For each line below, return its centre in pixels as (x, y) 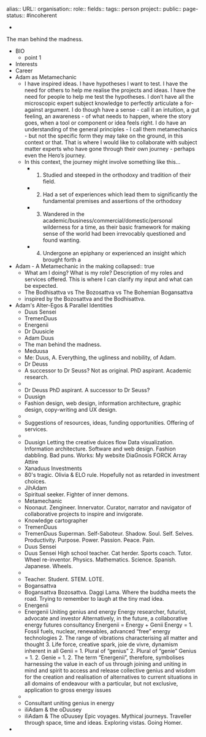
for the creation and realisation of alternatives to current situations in (111, 677)
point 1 (33, 57)
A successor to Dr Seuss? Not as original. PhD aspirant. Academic (108, 370)
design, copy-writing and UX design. (71, 410)
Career (24, 71)
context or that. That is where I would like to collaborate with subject (111, 142)
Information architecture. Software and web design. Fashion (100, 449)
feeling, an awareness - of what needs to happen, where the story (108, 116)
